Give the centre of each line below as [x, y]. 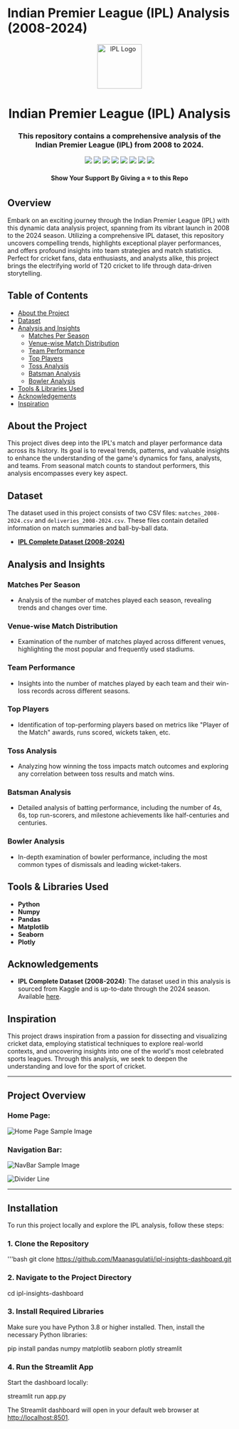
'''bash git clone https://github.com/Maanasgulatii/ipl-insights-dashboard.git [119, 1259]
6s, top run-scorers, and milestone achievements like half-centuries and [123, 815]
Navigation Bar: [35, 1150]
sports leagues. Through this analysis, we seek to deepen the [97, 1059]
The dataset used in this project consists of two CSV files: [92, 513]
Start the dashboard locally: [48, 1383]
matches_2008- [199, 514]
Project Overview [47, 1095]
